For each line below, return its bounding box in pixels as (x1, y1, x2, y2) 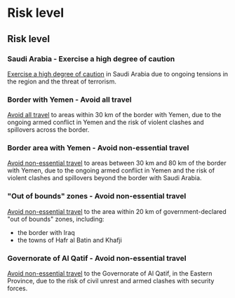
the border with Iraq (17, 228, 75, 236)
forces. (7, 284, 28, 292)
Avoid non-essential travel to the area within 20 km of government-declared (7, 207, 227, 215)
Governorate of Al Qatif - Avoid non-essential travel (7, 253, 187, 263)
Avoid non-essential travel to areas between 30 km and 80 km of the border (7, 159, 227, 168)
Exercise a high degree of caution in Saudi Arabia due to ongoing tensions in (7, 69, 229, 78)
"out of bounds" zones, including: (7, 215, 105, 223)
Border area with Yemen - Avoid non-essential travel (7, 143, 189, 153)
